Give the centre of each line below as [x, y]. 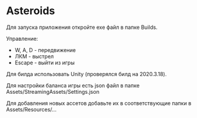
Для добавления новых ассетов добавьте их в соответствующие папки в [99, 103]
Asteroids [30, 11]
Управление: [22, 38]
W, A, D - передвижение [45, 50]
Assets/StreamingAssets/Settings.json [53, 91]
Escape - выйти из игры [45, 63]
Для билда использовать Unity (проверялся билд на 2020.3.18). [86, 74]
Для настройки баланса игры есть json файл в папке [73, 85]
